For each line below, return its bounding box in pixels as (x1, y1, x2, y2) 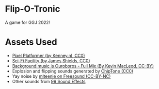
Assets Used (5, 36, 57, 48)
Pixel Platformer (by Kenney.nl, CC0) (12, 53, 85, 58)
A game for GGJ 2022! (5, 19, 50, 25)
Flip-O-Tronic (5, 3, 61, 15)
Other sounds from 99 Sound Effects (12, 78, 86, 84)
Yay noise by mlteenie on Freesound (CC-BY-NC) (12, 73, 111, 79)
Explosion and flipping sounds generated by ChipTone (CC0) (12, 68, 133, 74)
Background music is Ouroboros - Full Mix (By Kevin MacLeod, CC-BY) (12, 63, 154, 69)
